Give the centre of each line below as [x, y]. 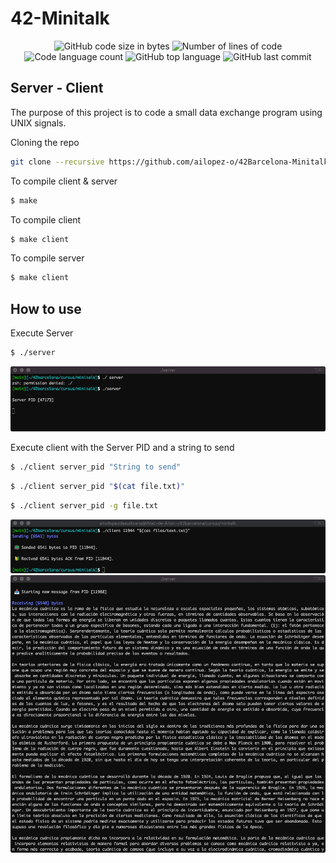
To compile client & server [64, 181]
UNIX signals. [38, 123]
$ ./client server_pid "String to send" [96, 467]
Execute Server [42, 333]
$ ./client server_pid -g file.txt [84, 505]
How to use [46, 308]
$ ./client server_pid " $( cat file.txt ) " [98, 486]
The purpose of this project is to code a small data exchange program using [166, 112]
